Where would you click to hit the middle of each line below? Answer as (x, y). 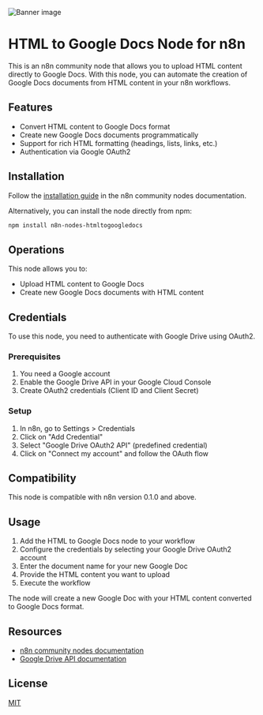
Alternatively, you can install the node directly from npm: (100, 211)
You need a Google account (65, 374)
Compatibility (42, 479)
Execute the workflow (55, 583)
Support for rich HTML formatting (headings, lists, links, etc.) (118, 143)
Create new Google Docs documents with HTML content (111, 293)
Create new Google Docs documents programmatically (109, 135)
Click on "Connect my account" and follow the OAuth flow (114, 453)
